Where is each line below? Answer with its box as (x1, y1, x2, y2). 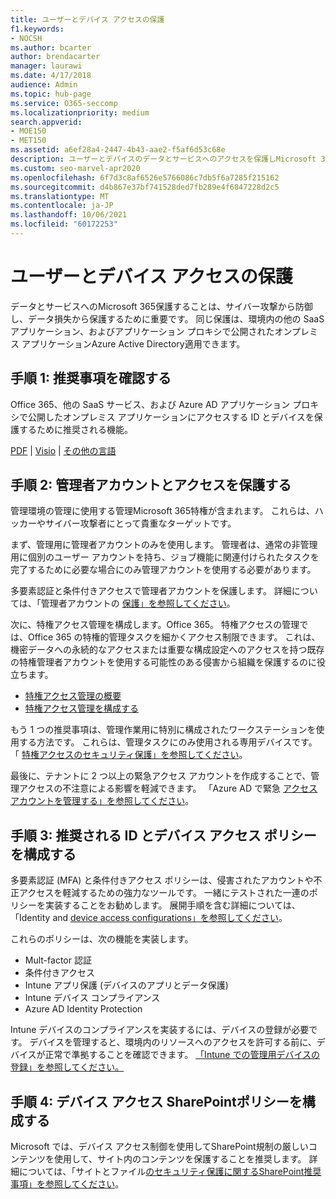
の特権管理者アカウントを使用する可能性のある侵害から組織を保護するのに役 (10, 656, 326, 668)
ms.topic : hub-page (10, 89, 92, 99)
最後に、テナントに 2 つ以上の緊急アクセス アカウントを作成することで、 (10, 770, 312, 782)
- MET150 (10, 136, 47, 146)
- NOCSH (10, 33, 43, 43)
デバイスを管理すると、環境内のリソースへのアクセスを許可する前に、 (29, 1036, 317, 1048)
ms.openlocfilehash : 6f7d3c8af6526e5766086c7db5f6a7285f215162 (10, 172, 280, 183)
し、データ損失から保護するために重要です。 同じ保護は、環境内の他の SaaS (10, 312, 325, 325)
